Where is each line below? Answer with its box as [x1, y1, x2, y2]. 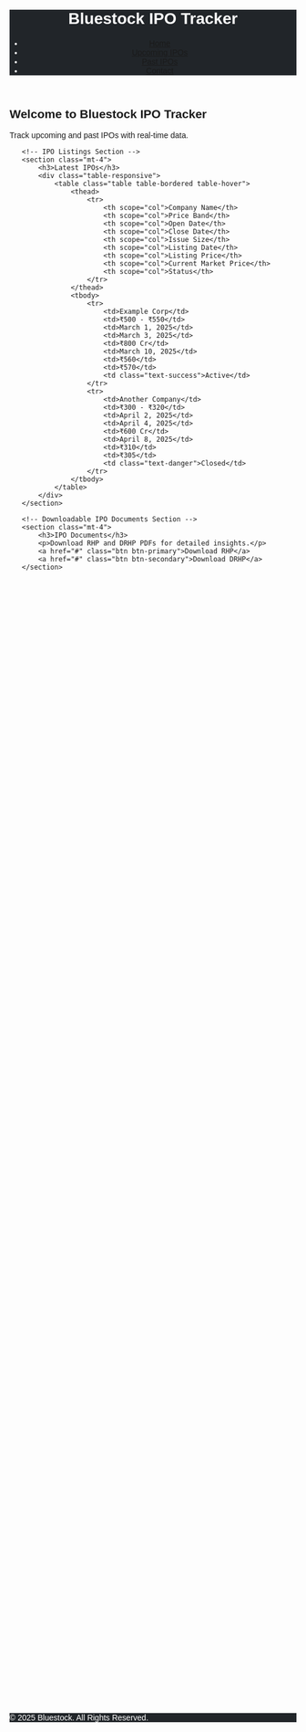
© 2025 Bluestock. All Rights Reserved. [9, 1712, 148, 1723]
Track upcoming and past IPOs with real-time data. [9, 131, 189, 141]
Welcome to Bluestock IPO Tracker [9, 106, 208, 121]
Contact [145, 65, 175, 76]
